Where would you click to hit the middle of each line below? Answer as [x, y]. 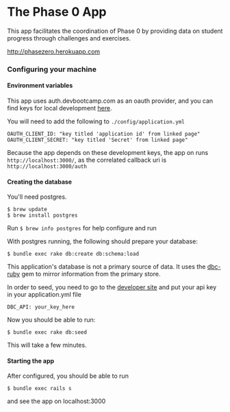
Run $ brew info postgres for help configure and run [82, 228]
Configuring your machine [52, 69]
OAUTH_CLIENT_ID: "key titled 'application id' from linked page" [104, 134]
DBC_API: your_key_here [41, 307]
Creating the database [40, 182]
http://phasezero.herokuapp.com [54, 51]
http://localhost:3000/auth [47, 167]
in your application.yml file [44, 295]
